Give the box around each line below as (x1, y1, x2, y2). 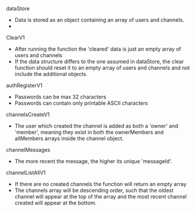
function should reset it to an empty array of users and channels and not (14, 64, 190, 71)
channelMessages (6, 147, 51, 153)
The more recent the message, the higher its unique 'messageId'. (14, 158, 173, 164)
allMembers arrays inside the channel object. (14, 135, 124, 142)
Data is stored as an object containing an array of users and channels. (14, 16, 184, 23)
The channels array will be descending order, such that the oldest (14, 187, 174, 194)
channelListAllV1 (6, 169, 46, 176)
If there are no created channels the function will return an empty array (14, 181, 187, 187)
